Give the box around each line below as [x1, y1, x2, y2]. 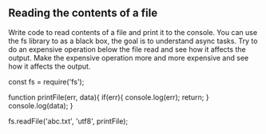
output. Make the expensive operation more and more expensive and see [8, 53, 249, 62]
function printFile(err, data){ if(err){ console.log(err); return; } [8, 92, 209, 102]
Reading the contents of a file [8, 6, 158, 20]
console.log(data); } [8, 100, 73, 110]
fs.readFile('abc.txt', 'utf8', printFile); [8, 116, 129, 126]
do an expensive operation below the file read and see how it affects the [8, 44, 246, 54]
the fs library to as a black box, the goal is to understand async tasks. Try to [8, 36, 258, 45]
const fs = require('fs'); [8, 77, 85, 86]
